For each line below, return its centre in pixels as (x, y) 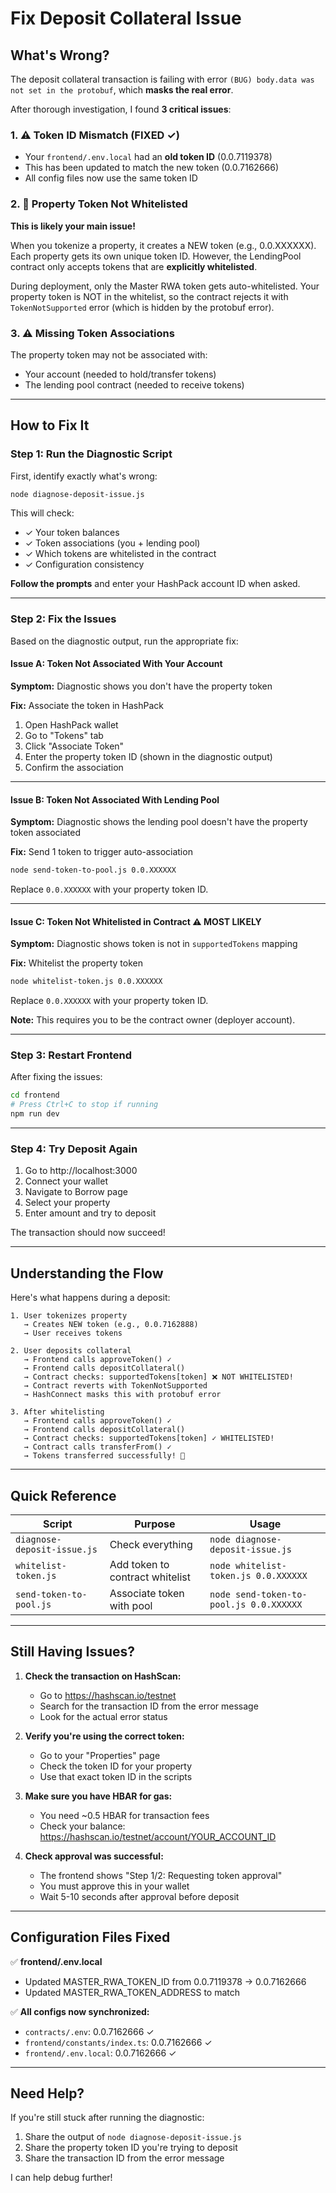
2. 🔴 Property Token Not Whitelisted (99, 204)
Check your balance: (82, 1826)
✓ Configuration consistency (84, 564)
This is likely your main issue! (73, 226)
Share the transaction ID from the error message (124, 2158)
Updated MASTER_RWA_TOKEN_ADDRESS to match (132, 1992)
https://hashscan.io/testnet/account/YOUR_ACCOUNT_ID (158, 1836)
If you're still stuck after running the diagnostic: (107, 2118)
